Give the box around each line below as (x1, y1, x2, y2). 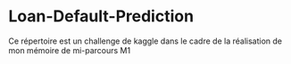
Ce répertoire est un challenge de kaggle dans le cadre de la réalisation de (8, 36, 283, 46)
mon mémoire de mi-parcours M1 (8, 44, 131, 55)
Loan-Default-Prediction (8, 6, 194, 27)
